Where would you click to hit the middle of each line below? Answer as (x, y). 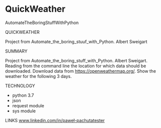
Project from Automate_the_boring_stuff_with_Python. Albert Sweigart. (76, 60)
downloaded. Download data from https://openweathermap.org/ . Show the (80, 71)
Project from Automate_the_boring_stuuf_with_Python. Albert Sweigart (76, 41)
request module (28, 105)
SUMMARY (16, 51)
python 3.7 (23, 95)
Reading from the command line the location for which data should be (76, 66)
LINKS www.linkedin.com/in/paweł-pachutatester (55, 120)
